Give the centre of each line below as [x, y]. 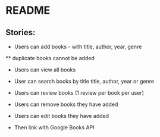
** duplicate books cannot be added [50, 58]
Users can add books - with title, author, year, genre [78, 46]
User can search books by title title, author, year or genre [84, 81]
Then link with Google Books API [54, 127]
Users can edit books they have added [62, 116]
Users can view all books [45, 70]
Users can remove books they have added [66, 104]
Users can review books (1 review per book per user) [79, 93]
